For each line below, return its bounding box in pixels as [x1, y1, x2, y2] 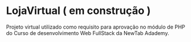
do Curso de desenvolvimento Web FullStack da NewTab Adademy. [6, 29, 169, 36]
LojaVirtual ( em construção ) [6, 4, 151, 17]
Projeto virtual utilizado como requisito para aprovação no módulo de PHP [6, 23, 186, 30]
